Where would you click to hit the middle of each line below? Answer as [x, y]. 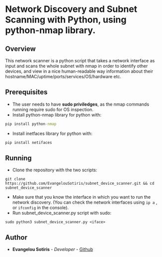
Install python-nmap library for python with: [57, 115]
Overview [21, 49]
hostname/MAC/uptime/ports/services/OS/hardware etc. [63, 76]
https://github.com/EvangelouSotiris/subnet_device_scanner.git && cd [80, 184]
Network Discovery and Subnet [71, 9]
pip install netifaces [29, 142]
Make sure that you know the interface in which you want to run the [81, 197]
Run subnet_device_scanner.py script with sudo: [62, 213]
